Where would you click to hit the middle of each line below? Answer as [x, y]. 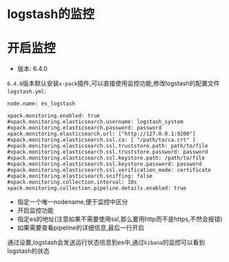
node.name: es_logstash [41, 104]
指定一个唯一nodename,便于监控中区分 [72, 202]
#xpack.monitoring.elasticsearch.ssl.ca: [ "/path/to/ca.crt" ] [101, 140]
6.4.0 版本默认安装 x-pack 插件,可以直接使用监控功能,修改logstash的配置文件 [113, 83]
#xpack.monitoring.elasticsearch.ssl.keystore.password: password [104, 164]
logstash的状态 [28, 251]
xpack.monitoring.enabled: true [53, 116]
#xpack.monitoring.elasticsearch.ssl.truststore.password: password [108, 152]
